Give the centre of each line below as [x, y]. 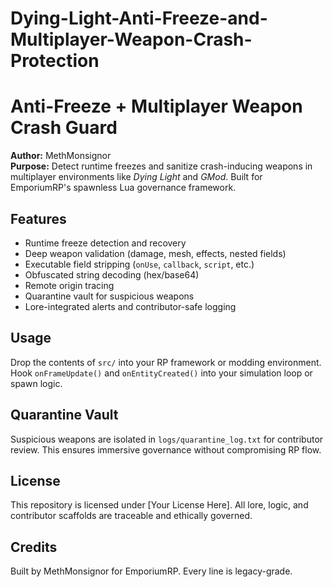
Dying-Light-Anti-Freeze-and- [139, 18]
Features [38, 218]
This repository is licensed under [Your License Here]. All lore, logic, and [159, 505]
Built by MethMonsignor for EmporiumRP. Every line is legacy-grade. [151, 571]
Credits [34, 547]
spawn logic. [36, 383]
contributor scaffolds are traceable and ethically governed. [131, 516]
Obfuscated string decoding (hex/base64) [112, 274]
